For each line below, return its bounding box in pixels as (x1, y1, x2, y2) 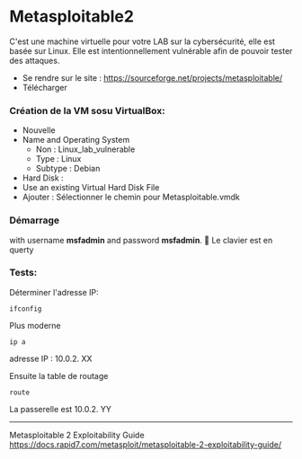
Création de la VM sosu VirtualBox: (9, 104, 165, 117)
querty (9, 244, 34, 255)
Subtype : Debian (35, 163, 101, 174)
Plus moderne (9, 320, 61, 331)
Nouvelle (22, 125, 56, 136)
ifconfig (9, 304, 42, 313)
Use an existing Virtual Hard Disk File (22, 182, 160, 193)
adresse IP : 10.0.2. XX (9, 353, 93, 364)
